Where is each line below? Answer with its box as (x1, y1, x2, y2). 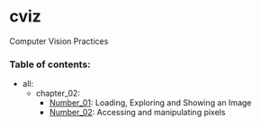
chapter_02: (35, 88, 81, 99)
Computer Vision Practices (9, 36, 109, 46)
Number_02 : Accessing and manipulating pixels (49, 107, 226, 118)
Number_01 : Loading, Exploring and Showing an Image (49, 97, 252, 108)
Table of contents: (9, 58, 92, 71)
